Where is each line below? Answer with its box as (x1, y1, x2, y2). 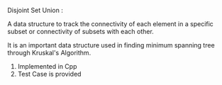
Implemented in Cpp (17, 62, 77, 70)
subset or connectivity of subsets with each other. (7, 28, 154, 35)
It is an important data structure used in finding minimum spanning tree (7, 41, 215, 49)
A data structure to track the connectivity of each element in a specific (7, 20, 214, 28)
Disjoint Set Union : (7, 6, 64, 14)
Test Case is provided (17, 70, 82, 78)
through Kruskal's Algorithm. (7, 49, 91, 57)
